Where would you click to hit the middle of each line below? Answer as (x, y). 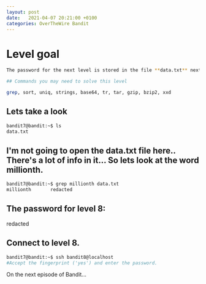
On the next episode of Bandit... (47, 275)
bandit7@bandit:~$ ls (34, 126)
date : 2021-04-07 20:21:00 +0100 (52, 18)
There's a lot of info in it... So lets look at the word (103, 160)
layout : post (23, 12)
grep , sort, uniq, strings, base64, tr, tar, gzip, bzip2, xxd (89, 93)
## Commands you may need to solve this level (67, 81)
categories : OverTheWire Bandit (48, 23)
